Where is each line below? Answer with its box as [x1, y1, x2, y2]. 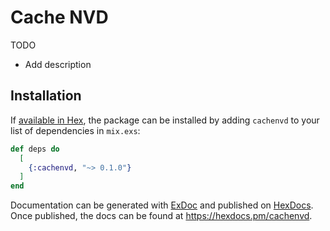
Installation [10, 87, 82, 105]
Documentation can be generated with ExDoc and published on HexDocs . [10, 199, 314, 211]
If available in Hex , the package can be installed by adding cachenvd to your [10, 114, 320, 126]
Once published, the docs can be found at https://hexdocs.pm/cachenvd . [10, 210, 313, 222]
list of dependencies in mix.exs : [10, 124, 141, 136]
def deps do [10, 144, 60, 154]
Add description [24, 58, 92, 70]
